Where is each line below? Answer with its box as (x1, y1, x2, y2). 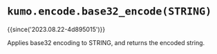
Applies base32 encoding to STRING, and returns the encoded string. (7, 38, 205, 46)
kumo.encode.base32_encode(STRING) (7, 5, 212, 18)
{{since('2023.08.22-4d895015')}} (7, 25, 106, 33)
